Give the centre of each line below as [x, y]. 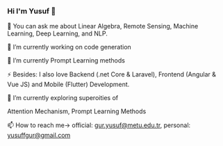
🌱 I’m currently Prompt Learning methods [66, 60]
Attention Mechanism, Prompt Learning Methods [77, 111]
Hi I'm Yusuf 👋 [32, 11]
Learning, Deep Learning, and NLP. [57, 33]
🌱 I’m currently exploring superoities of [63, 98]
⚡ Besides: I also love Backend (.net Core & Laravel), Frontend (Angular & [112, 74]
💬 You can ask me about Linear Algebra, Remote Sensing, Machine [103, 26]
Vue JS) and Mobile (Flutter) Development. [68, 84]
